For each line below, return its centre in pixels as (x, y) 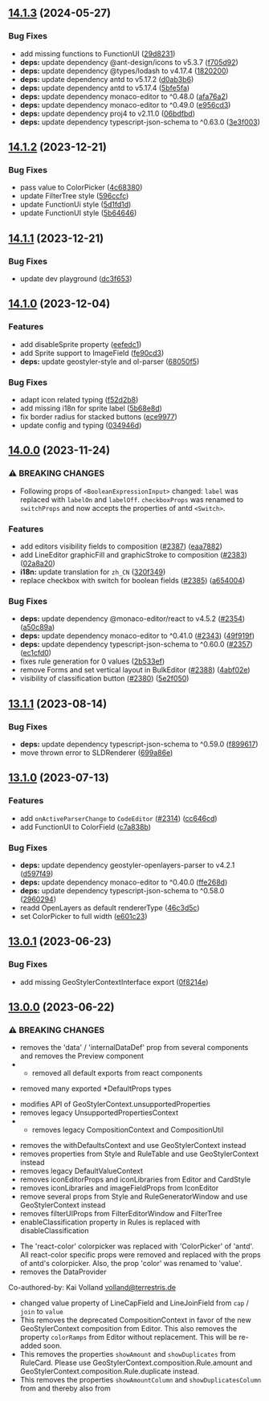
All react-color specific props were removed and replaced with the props (140, 1255)
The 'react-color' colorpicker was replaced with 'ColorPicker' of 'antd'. (137, 1246)
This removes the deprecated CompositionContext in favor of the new (135, 1320)
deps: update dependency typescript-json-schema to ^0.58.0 (122, 890)
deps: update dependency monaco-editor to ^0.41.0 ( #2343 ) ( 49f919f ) (137, 636)
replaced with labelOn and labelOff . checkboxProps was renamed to (131, 499)
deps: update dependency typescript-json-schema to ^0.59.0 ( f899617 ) (139, 744)
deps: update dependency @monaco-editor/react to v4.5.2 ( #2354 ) (132, 619)
